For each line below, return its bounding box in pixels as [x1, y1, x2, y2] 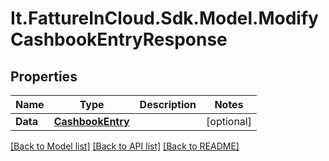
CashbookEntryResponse [10, 28, 228, 51]
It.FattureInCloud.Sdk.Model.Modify [10, 7, 319, 30]
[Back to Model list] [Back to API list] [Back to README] [10, 140, 240, 152]
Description [139, 98, 197, 111]
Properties [10, 68, 78, 85]
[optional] [206, 115, 252, 128]
